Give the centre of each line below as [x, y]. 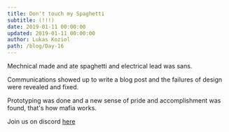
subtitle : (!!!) [31, 20]
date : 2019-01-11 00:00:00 [47, 27]
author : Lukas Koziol [39, 40]
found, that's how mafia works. [52, 108]
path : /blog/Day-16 [36, 46]
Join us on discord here [41, 122]
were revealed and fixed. [43, 87]
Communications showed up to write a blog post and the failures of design [115, 80]
